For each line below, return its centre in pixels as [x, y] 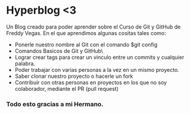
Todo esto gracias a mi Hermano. [55, 104]
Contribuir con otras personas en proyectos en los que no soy [91, 82]
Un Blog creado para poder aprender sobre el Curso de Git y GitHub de [94, 27]
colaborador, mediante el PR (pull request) [67, 88]
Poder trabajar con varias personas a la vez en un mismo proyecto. [97, 69]
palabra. [25, 64]
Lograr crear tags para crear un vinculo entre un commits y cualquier [99, 57]
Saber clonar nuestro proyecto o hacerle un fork [74, 76]
